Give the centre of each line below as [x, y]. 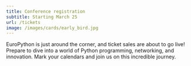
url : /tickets [24, 22]
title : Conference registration [46, 11]
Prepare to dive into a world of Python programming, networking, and [90, 51]
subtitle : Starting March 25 [42, 17]
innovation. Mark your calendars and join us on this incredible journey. [91, 57]
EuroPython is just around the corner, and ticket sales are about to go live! [95, 44]
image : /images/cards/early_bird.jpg [52, 28]
